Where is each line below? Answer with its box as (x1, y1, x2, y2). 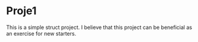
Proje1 (6, 4, 37, 18)
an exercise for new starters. (6, 30, 76, 37)
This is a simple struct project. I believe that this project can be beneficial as (6, 24, 192, 31)
